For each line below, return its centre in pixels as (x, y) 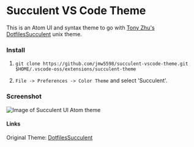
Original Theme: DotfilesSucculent (50, 137)
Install (16, 50)
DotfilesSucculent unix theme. (44, 34)
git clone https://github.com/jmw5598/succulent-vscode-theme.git (102, 64)
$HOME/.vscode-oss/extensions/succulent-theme (76, 69)
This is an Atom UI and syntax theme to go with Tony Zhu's (80, 28)
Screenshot (24, 97)
